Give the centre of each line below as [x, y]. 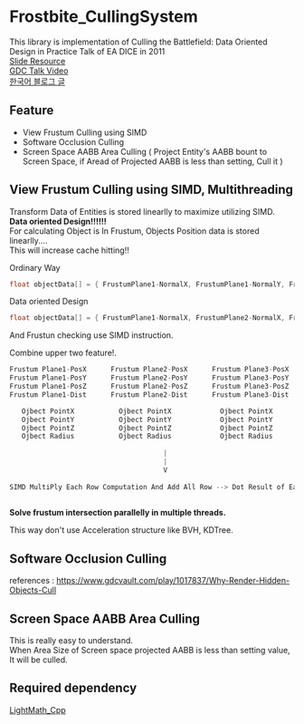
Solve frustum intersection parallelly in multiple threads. [118, 513]
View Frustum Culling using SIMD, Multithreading [152, 190]
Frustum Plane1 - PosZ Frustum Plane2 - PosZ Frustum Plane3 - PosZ [149, 387]
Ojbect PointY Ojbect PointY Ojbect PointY [147, 420]
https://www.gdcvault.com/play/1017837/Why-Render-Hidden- [173, 581]
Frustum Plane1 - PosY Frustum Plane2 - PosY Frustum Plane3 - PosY [149, 378]
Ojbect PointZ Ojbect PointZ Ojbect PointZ [147, 428]
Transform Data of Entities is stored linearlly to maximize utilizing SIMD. [142, 211]
